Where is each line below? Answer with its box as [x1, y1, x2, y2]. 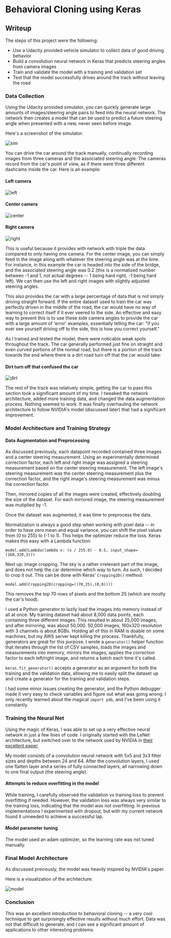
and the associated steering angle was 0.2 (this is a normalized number [5, 267, 156, 273]
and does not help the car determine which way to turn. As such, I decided [5, 566, 162, 573]
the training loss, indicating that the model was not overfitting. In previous [5, 802, 160, 808]
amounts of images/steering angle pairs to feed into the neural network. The [5, 110, 166, 116]
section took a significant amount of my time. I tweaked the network [5, 390, 149, 397]
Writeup [5, 24, 32, 33]
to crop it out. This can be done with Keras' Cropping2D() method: [5, 572, 143, 578]
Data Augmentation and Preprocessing [5, 437, 90, 443]
